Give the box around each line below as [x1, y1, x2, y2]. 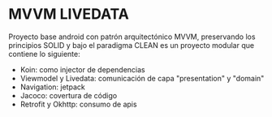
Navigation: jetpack [19, 82, 85, 92]
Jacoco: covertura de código [19, 90, 118, 100]
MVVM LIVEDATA [8, 5, 130, 24]
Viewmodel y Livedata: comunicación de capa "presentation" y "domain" [19, 73, 265, 83]
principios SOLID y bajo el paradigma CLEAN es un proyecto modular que [8, 40, 254, 50]
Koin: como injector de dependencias [19, 64, 145, 74]
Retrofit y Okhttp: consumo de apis [19, 99, 137, 109]
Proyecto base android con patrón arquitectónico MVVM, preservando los [8, 32, 256, 41]
